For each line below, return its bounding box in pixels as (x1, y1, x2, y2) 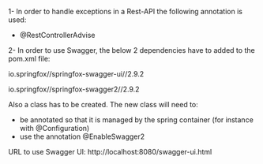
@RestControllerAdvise (19, 31, 96, 39)
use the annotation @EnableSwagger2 (19, 132, 145, 141)
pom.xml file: (8, 54, 51, 63)
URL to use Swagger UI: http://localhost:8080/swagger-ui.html (8, 147, 212, 156)
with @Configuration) (19, 124, 90, 132)
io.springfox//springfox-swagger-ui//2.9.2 (8, 69, 145, 78)
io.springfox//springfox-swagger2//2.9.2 (8, 84, 140, 94)
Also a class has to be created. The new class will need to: (8, 100, 199, 109)
